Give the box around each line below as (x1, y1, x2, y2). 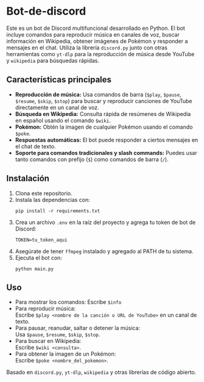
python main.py (15, 265, 54, 272)
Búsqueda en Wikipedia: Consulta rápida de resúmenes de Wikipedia (15, 110, 191, 117)
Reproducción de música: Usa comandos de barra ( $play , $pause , (15, 90, 181, 98)
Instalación (6, 173, 50, 184)
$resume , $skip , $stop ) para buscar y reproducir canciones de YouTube (15, 97, 192, 104)
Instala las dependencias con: (15, 196, 90, 203)
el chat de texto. (15, 142, 56, 150)
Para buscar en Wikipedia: (15, 337, 82, 345)
